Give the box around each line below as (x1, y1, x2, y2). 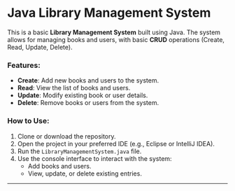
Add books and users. (27, 162, 92, 170)
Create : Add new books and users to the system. (17, 76, 159, 85)
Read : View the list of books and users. (17, 84, 131, 92)
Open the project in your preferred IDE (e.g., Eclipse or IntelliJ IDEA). (17, 139, 215, 148)
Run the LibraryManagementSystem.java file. (17, 147, 142, 155)
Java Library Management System (7, 5, 211, 21)
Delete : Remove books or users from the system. (17, 99, 159, 107)
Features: (7, 60, 41, 70)
